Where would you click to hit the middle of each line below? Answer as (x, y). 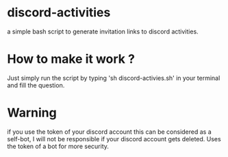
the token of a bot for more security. (58, 146)
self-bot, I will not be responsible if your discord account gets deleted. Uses (114, 139)
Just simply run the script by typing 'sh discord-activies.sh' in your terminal (114, 78)
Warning (32, 113)
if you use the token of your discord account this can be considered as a (110, 132)
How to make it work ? (71, 59)
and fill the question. (36, 85)
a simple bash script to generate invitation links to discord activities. (103, 31)
